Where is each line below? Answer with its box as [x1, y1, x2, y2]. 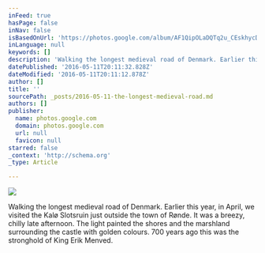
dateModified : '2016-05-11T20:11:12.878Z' [8, 70, 150, 78]
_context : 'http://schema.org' [8, 151, 111, 159]
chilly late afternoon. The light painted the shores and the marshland [8, 219, 230, 228]
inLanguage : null [8, 41, 65, 49]
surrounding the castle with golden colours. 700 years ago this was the [8, 227, 240, 237]
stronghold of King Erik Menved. [8, 236, 114, 245]
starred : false [8, 144, 58, 152]
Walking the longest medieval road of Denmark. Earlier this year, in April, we [8, 202, 255, 212]
